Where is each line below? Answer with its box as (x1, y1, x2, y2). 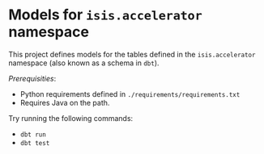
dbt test (19, 139, 50, 147)
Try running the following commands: (8, 113, 134, 123)
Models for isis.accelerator (8, 6, 202, 24)
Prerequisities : (8, 73, 57, 83)
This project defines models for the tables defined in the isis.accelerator (8, 49, 256, 59)
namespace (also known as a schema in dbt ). (8, 58, 160, 68)
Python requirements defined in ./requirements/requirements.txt (19, 89, 241, 98)
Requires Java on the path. (19, 98, 110, 107)
